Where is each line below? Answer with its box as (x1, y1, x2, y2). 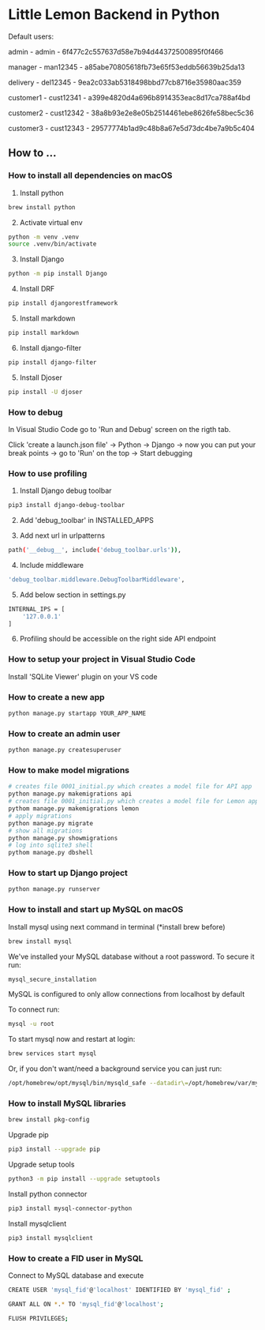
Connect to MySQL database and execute (8, 1270, 144, 1280)
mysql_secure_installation (8, 975, 97, 983)
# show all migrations (8, 827, 83, 835)
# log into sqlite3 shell (8, 841, 93, 850)
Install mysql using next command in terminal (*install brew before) (8, 922, 226, 931)
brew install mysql (8, 937, 73, 945)
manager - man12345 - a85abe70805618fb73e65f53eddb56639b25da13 (8, 62, 245, 72)
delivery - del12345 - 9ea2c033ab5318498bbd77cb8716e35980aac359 (8, 77, 242, 87)
